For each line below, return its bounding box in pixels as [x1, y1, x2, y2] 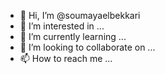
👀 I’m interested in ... [19, 20, 105, 32]
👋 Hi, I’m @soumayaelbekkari [19, 10, 141, 21]
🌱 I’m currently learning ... [19, 31, 127, 42]
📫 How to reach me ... [19, 53, 113, 64]
